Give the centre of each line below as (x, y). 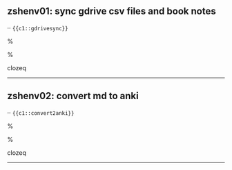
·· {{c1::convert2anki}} (41, 112)
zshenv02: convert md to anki (73, 96)
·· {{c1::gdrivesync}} (38, 28)
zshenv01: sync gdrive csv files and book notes (112, 11)
